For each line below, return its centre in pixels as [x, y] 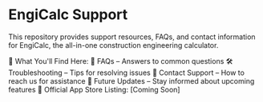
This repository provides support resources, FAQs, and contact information [132, 37]
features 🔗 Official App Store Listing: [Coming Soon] [94, 89]
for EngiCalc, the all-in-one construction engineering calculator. [113, 45]
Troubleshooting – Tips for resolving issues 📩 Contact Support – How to [126, 73]
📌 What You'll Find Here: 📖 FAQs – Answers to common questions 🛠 [121, 61]
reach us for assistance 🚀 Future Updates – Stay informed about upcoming [131, 80]
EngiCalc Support [68, 15]
